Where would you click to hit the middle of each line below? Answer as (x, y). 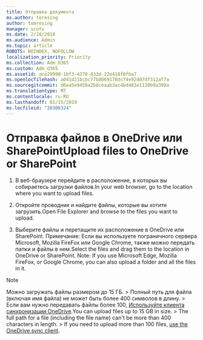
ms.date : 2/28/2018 (31, 35)
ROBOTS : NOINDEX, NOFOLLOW (40, 52)
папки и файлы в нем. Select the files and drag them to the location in (102, 249)
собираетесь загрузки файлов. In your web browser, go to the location (104, 187)
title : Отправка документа (40, 12)
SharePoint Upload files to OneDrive (98, 151)
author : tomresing (29, 23)
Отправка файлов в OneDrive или (95, 138)
